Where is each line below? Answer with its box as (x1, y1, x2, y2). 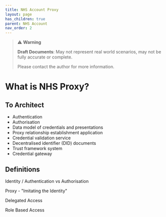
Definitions (5, 165, 40, 173)
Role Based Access (5, 207, 45, 213)
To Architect (5, 101, 45, 109)
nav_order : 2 (5, 26, 32, 31)
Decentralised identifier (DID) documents (12, 140, 97, 146)
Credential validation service (12, 135, 71, 141)
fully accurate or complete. (17, 54, 73, 60)
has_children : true (5, 16, 46, 21)
